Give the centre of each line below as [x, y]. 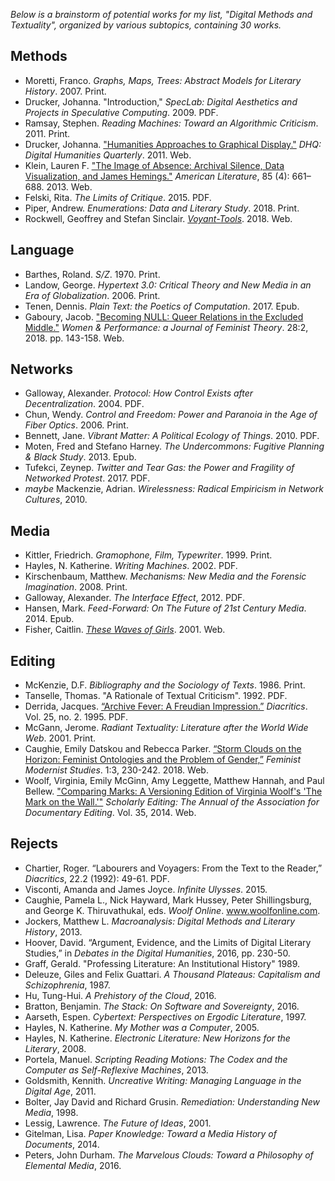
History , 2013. [53, 931]
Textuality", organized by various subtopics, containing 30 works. [146, 25]
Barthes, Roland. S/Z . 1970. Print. [92, 274]
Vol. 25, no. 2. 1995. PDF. [76, 717]
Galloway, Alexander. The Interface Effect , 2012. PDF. [134, 598]
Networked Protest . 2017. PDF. [87, 478]
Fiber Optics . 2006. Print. [76, 425]
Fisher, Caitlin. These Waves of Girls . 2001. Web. [125, 630]
